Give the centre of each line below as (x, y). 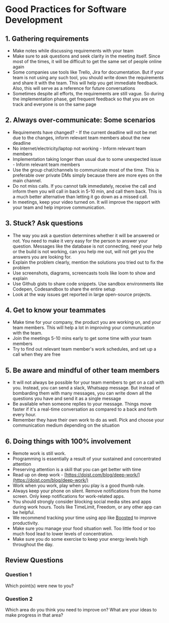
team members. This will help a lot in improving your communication (83, 328)
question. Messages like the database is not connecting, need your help (87, 246)
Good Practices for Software (66, 9)
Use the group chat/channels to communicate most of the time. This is (86, 169)
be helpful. (24, 513)
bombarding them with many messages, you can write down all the (82, 393)
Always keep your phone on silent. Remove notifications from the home (87, 491)
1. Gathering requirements (47, 39)
